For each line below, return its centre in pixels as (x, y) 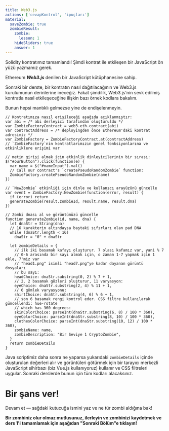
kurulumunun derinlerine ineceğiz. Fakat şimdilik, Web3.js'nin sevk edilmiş (83, 92)
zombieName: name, (34, 330)
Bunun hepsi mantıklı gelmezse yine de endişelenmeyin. (64, 107)
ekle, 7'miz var (22, 259)
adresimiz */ (19, 135)
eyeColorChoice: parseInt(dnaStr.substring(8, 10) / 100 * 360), (85, 317)
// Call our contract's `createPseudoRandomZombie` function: (77, 170)
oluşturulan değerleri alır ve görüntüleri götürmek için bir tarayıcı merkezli (82, 363)
